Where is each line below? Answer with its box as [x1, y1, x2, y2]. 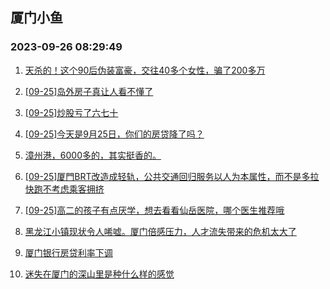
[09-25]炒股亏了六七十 [24, 106, 119, 118]
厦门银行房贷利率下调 [24, 246, 113, 258]
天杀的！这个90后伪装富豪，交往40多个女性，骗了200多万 [24, 64, 266, 76]
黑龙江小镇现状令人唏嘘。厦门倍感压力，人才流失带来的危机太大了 [24, 225, 297, 237]
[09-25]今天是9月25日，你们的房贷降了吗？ [24, 128, 205, 140]
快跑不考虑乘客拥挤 [24, 183, 105, 195]
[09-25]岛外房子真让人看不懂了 [24, 85, 154, 97]
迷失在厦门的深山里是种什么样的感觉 [24, 268, 175, 280]
